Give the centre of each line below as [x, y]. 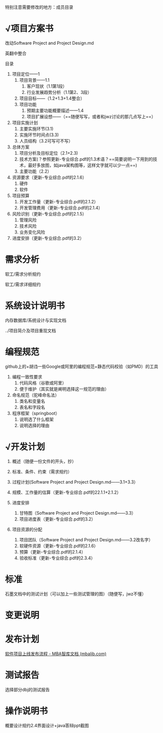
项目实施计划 [25, 123]
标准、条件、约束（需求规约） [42, 471]
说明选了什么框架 [36, 419]
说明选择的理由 [34, 425]
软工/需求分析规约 [23, 274]
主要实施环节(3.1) [36, 128]
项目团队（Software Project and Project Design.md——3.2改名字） [86, 539]
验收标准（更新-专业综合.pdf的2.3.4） [57, 558]
